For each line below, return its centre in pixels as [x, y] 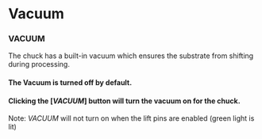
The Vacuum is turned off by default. [70, 83]
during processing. [39, 64]
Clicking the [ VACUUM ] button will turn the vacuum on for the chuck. [124, 101]
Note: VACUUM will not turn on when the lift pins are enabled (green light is [131, 118]
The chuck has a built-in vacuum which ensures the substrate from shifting [131, 56]
